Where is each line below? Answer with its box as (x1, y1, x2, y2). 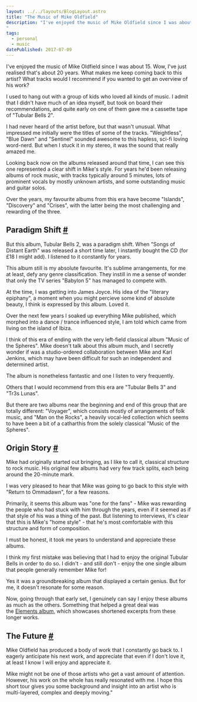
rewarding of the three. (6, 208, 62, 215)
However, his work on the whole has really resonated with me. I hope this (6, 677, 183, 684)
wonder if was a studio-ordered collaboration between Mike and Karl (6, 348, 172, 355)
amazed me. (6, 148, 36, 155)
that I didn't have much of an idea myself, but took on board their (6, 99, 163, 106)
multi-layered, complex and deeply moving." (6, 689, 113, 696)
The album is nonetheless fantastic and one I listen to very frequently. (6, 372, 175, 379)
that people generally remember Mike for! (6, 567, 107, 574)
